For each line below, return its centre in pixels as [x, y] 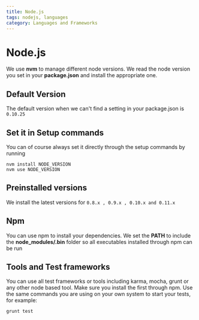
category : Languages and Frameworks [52, 23]
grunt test [20, 312]
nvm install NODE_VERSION [38, 164]
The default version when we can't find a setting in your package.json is [95, 109]
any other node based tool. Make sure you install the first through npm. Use [99, 288]
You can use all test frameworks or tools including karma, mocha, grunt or [97, 281]
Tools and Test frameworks [58, 267]
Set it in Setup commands [55, 132]
